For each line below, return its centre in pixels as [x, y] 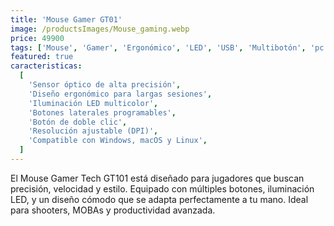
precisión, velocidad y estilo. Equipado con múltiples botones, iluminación [162, 188]
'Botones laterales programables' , [102, 112]
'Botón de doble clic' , [78, 122]
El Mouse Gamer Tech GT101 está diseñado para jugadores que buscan [157, 178]
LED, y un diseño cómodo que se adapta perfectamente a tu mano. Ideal [159, 199]
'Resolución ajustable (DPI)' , [93, 131]
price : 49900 [37, 38]
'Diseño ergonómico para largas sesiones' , [120, 94]
